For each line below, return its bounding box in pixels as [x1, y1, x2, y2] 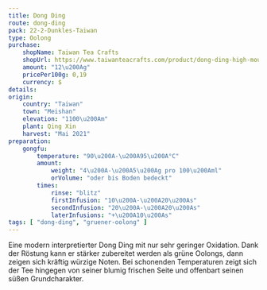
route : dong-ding [8, 19, 66, 27]
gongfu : [22, 145, 48, 153]
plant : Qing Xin [22, 122, 77, 130]
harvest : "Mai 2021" [22, 130, 91, 137]
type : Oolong [8, 33, 52, 42]
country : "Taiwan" [22, 100, 83, 108]
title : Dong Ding [8, 11, 66, 20]
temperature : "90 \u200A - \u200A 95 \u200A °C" [37, 152, 180, 160]
